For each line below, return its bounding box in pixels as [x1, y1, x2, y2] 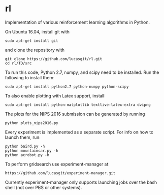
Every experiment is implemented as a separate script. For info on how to [5, 129, 154, 135]
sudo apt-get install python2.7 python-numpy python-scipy [5, 84, 129, 89]
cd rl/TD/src [5, 61, 32, 65]
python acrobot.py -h [5, 152, 50, 158]
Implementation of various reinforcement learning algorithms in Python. [5, 19, 150, 25]
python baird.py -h [5, 144, 45, 149]
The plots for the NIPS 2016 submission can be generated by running [5, 111, 145, 117]
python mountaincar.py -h [5, 148, 58, 153]
